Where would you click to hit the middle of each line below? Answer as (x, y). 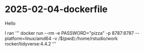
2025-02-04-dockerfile (56, 9)
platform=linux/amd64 (28, 38)
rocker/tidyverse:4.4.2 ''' (31, 43)
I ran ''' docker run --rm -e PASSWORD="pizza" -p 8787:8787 (69, 33)
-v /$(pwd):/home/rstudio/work (85, 38)
